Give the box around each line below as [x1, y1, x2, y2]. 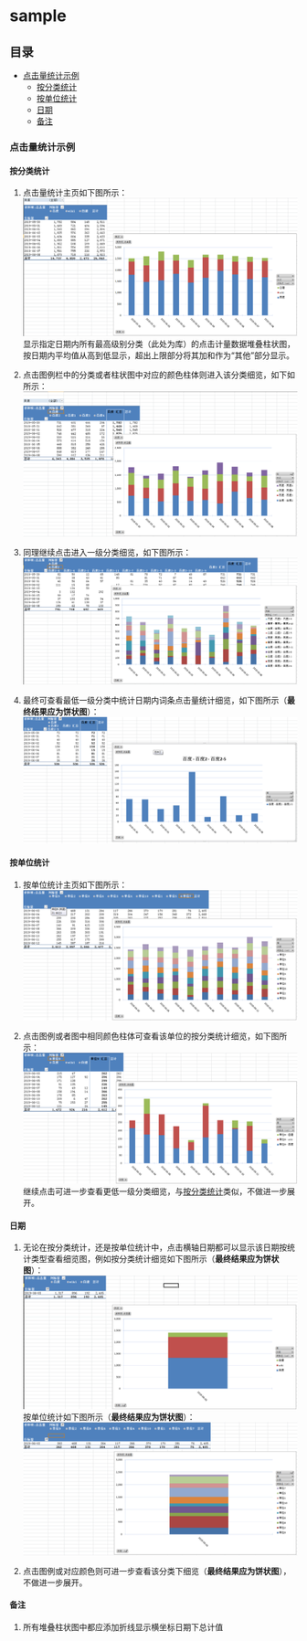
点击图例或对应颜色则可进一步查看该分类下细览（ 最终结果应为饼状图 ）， [22, 1565, 291, 1576]
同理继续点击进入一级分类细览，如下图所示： [22, 547, 192, 558]
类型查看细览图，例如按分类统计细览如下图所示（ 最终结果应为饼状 [30, 1254, 280, 1265]
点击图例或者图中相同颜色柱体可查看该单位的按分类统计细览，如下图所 [22, 1030, 288, 1042]
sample [9, 5, 67, 26]
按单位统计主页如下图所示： [22, 879, 128, 890]
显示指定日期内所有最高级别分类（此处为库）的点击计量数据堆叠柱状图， [22, 338, 295, 349]
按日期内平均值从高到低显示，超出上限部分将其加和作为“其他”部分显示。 [22, 349, 295, 361]
